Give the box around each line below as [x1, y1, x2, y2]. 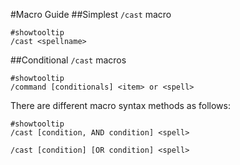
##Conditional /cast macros [10, 54, 127, 66]
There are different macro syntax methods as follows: [10, 100, 231, 111]
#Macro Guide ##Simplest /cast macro [10, 9, 172, 20]
